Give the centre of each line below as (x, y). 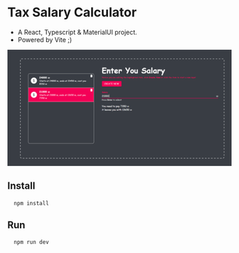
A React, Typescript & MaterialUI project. (77, 32)
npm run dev (32, 242)
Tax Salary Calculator (72, 12)
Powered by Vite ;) (45, 39)
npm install (32, 203)
